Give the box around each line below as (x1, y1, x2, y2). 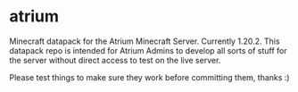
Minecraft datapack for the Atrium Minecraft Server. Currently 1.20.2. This (9, 36, 280, 46)
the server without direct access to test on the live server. (9, 54, 221, 65)
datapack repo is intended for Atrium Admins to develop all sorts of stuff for (9, 45, 287, 55)
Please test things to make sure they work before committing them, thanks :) (9, 71, 290, 82)
